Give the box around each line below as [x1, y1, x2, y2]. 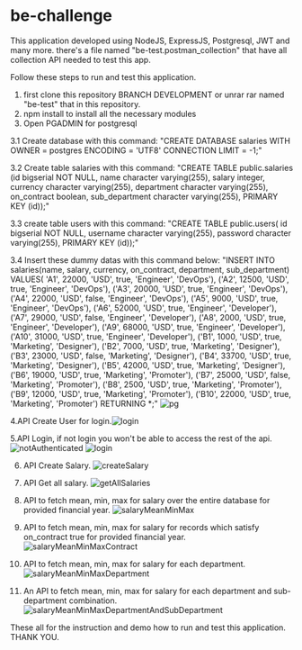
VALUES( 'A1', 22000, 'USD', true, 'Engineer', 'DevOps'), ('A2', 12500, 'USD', [10, 274, 290, 284]
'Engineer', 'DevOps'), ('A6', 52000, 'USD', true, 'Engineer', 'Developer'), [10, 302, 278, 313]
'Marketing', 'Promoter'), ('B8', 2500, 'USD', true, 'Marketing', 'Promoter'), [10, 379, 282, 390]
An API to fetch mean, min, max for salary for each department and [22, 585, 272, 596]
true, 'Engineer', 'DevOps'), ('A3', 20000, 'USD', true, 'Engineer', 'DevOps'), [10, 283, 289, 293]
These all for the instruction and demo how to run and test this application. [10, 622, 287, 633]
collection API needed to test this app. [10, 54, 151, 65]
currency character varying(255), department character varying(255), [10, 181, 269, 192]
